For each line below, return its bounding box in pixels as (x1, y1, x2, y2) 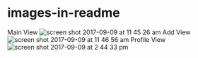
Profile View (130, 35, 166, 43)
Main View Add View (7, 28, 191, 36)
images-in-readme (7, 5, 120, 21)
